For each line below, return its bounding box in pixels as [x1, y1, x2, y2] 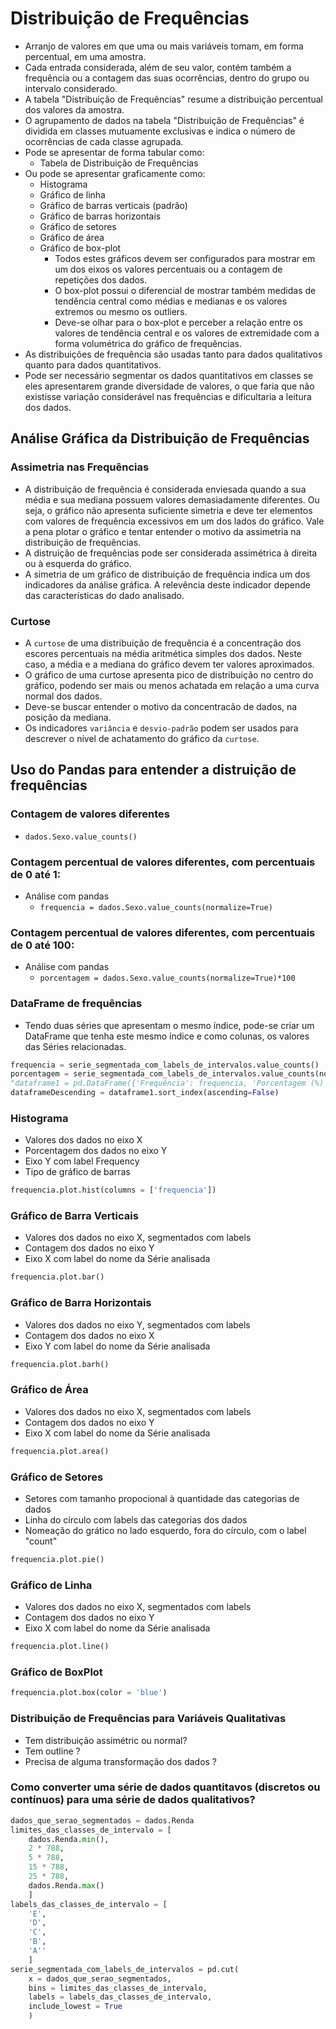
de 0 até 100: [10, 938, 75, 952]
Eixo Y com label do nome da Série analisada [24, 1340, 211, 1352]
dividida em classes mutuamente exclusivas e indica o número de [24, 125, 296, 137]
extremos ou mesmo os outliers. [54, 305, 188, 317]
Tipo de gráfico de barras [24, 1166, 131, 1178]
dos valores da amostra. [24, 103, 125, 116]
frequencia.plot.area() [10, 1446, 110, 1456]
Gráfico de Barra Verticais [10, 1209, 139, 1223]
